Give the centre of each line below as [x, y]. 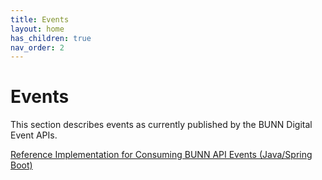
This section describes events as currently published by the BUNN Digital [161, 125]
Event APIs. [34, 135]
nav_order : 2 [37, 47]
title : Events [40, 19]
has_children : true [51, 38]
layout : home [37, 29]
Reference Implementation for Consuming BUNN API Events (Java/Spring [161, 155]
